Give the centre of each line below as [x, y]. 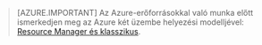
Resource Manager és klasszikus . [79, 31]
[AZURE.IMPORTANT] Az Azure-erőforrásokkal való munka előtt [135, 13]
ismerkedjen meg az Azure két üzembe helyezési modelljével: [131, 22]
